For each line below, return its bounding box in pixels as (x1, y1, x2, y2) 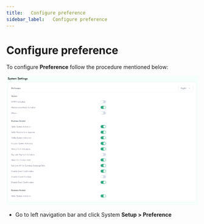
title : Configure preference (6, 10, 86, 16)
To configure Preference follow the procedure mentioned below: (6, 63, 169, 71)
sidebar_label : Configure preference (6, 16, 108, 23)
